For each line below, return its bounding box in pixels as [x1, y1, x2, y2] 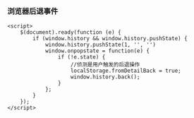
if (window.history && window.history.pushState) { [32, 35, 188, 42]
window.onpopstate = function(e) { [44, 47, 150, 54]
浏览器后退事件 [7, 6, 59, 16]
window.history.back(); [70, 73, 140, 81]
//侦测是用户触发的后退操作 [70, 61, 140, 69]
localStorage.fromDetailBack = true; [70, 67, 181, 75]
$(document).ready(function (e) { [20, 29, 121, 36]
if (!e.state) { [57, 54, 106, 61]
